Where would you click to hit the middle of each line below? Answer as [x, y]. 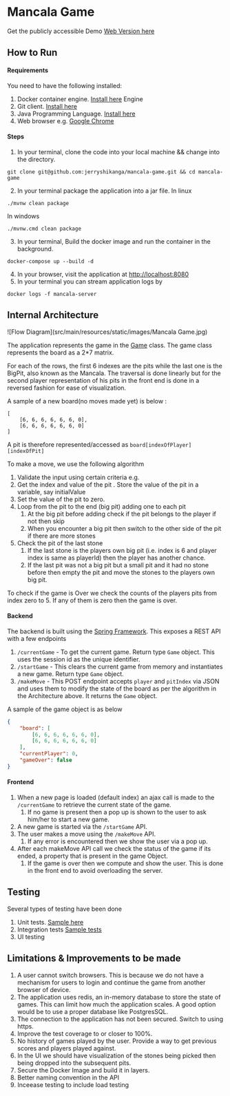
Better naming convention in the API [68, 1077]
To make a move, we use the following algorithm [76, 464]
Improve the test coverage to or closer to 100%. [85, 1033]
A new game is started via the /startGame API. [82, 826]
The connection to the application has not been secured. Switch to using [120, 1019]
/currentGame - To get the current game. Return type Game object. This [116, 652]
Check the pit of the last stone [60, 543]
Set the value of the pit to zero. [61, 499]
